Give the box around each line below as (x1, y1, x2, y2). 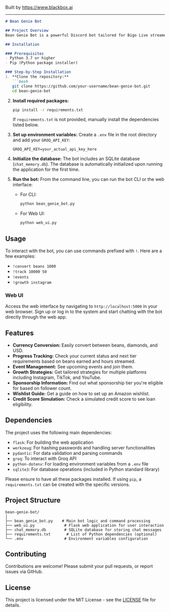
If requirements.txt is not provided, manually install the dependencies (12, 117, 159, 123)
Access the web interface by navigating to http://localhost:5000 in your (5, 303, 158, 310)
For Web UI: (20, 210, 45, 217)
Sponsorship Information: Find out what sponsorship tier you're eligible (12, 380, 163, 386)
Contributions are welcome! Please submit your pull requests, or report (5, 563, 153, 569)
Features (5, 329, 34, 337)
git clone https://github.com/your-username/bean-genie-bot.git (12, 84, 151, 89)
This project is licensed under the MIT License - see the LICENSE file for (5, 597, 156, 603)
